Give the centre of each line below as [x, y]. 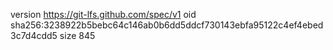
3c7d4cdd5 [34, 35]
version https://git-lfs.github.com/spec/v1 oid [103, 14]
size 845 [77, 35]
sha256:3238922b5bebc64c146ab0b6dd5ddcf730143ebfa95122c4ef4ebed [167, 25]
